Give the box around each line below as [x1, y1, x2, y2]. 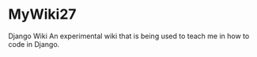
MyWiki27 [8, 5, 77, 23]
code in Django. [8, 39, 60, 48]
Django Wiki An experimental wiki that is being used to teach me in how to [8, 31, 250, 41]
